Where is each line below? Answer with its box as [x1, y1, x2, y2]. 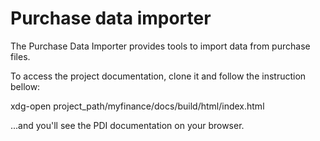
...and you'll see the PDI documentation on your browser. [10, 119, 245, 131]
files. [10, 50, 31, 62]
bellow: [10, 80, 41, 92]
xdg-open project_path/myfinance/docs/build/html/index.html [10, 100, 265, 112]
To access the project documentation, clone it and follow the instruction [10, 70, 307, 82]
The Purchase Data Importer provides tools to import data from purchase [10, 40, 311, 52]
